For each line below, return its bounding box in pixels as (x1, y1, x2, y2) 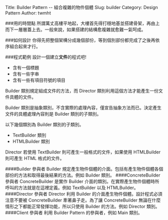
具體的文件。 (9, 94, 36, 100)
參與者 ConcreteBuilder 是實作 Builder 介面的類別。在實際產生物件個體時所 (5, 178, 159, 184)
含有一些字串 (12, 71, 39, 76)
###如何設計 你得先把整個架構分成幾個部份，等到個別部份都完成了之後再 (5, 37, 155, 43)
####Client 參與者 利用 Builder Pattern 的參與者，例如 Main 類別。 (5, 209, 143, 215)
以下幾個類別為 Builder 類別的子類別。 (5, 121, 84, 127)
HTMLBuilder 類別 (12, 138, 50, 144)
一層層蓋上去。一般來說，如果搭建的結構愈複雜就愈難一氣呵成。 (14, 26, 146, 32)
